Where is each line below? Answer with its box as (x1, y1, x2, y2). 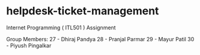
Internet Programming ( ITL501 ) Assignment (6, 24, 116, 31)
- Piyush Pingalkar (6, 42, 52, 49)
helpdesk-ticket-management (6, 4, 159, 18)
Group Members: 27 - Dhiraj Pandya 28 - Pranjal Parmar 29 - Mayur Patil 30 (6, 35, 195, 42)
